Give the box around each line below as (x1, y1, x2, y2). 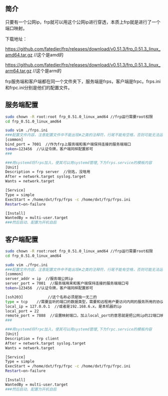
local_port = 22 (5, 308, 39, 313)
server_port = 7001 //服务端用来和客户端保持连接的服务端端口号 (5, 281, 129, 286)
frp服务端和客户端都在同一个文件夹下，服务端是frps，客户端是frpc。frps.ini (5, 78, 161, 84)
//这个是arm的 (32, 67, 61, 73)
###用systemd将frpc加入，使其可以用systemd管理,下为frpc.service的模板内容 (5, 327, 152, 332)
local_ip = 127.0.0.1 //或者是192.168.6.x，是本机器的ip (5, 304, 121, 309)
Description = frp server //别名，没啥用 (5, 169, 90, 174)
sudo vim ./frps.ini (5, 128, 48, 133)
